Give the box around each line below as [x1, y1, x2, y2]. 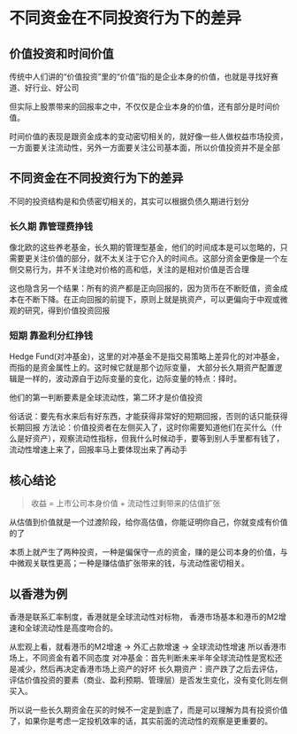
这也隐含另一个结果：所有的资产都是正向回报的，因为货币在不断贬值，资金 [9, 283, 280, 293]
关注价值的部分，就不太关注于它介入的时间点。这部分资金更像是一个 [32, 254, 280, 264]
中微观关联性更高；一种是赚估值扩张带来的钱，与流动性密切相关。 [9, 558, 249, 568]
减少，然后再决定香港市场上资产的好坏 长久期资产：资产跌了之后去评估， [16, 664, 283, 675]
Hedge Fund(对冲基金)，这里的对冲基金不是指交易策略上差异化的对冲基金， [9, 351, 285, 362]
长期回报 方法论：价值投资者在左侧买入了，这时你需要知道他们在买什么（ [9, 422, 275, 433]
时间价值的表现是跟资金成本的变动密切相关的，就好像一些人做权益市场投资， [9, 131, 288, 142]
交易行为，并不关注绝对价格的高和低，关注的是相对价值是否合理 [16, 264, 249, 275]
